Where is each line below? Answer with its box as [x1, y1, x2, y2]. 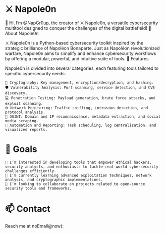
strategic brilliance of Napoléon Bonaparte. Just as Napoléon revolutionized [5, 45, 160, 51]
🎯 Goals [5, 143, 37, 155]
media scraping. [5, 118, 39, 123]
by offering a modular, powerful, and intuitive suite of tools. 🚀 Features [5, 55, 149, 61]
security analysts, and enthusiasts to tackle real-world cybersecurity [5, 164, 159, 169]
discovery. [5, 91, 28, 95]
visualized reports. [5, 127, 48, 132]
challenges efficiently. [5, 168, 56, 174]
